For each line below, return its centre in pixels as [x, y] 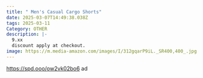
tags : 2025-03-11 [28, 23]
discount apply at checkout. [49, 46]
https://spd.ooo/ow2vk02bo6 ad [47, 68]
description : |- [27, 34]
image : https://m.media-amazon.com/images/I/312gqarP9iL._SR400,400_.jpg [102, 51]
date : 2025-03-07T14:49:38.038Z [47, 18]
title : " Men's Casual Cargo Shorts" [54, 12]
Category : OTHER [27, 29]
